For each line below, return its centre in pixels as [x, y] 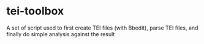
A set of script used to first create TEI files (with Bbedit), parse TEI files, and [102, 28]
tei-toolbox [35, 11]
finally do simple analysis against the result [61, 34]
